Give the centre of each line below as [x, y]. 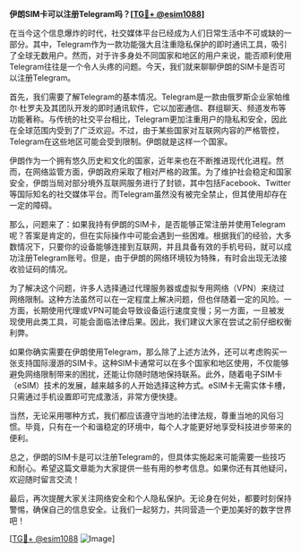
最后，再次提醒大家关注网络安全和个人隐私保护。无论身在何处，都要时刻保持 [150, 498]
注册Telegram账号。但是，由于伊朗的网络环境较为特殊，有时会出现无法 [148, 258]
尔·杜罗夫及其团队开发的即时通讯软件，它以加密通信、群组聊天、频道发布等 [148, 108]
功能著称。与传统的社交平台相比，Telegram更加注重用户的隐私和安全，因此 [148, 119]
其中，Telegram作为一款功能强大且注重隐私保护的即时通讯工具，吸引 [160, 44]
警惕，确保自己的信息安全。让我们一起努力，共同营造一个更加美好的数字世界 [150, 510]
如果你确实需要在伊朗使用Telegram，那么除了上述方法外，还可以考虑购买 [144, 352]
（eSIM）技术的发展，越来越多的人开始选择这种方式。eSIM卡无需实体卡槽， [150, 385]
